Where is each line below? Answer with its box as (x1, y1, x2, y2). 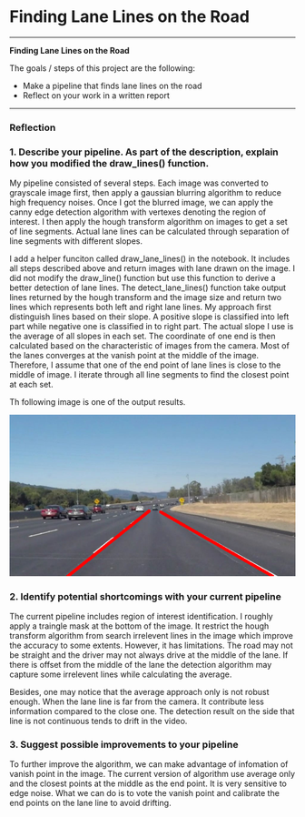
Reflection (9, 121, 56, 134)
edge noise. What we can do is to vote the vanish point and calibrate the (9, 788, 280, 799)
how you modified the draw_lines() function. (9, 156, 210, 169)
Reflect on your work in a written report (22, 89, 171, 101)
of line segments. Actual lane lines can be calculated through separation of (9, 226, 290, 237)
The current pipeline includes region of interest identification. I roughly (9, 610, 274, 621)
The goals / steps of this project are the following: (9, 62, 195, 74)
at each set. (9, 379, 54, 390)
